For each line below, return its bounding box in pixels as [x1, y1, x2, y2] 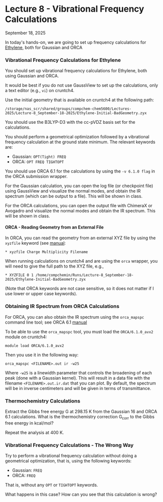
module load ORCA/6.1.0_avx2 [5, 343, 64, 348]
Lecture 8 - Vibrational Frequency [5, 3, 145, 15]
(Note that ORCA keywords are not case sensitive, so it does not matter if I [5, 286, 154, 291]
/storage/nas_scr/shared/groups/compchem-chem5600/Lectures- [5, 106, 132, 112]
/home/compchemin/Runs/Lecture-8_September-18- [36, 273, 134, 278]
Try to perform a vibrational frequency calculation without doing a [5, 453, 137, 459]
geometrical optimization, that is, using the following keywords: [5, 458, 132, 464]
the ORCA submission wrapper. [5, 174, 68, 179]
